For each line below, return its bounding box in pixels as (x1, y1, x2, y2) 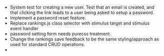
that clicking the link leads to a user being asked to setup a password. (10, 9, 154, 15)
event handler (10, 25, 39, 31)
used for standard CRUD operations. (10, 41, 85, 47)
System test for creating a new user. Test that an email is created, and (10, 4, 154, 10)
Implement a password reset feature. (10, 15, 86, 20)
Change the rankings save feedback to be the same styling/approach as (10, 36, 159, 42)
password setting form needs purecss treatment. (10, 31, 111, 36)
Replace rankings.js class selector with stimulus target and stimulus (10, 20, 150, 26)
